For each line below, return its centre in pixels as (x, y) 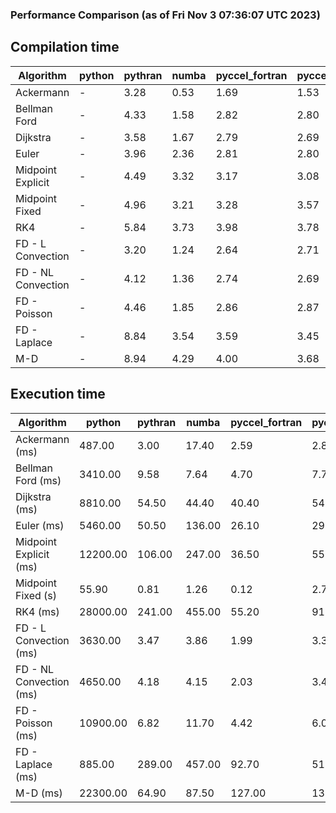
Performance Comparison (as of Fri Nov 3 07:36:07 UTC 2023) (165, 15)
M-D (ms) (39, 793)
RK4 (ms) (37, 611)
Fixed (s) (36, 595)
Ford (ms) (38, 480)
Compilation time (65, 47)
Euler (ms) (40, 525)
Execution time (58, 394)
